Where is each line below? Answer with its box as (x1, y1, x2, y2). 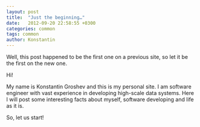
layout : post (6, 8, 39, 15)
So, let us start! (6, 114, 44, 121)
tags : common (6, 31, 39, 37)
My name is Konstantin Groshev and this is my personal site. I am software (6, 83, 192, 90)
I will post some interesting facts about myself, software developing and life (6, 96, 195, 103)
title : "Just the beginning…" (6, 14, 85, 20)
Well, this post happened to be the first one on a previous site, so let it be (6, 54, 189, 60)
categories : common (6, 25, 56, 32)
